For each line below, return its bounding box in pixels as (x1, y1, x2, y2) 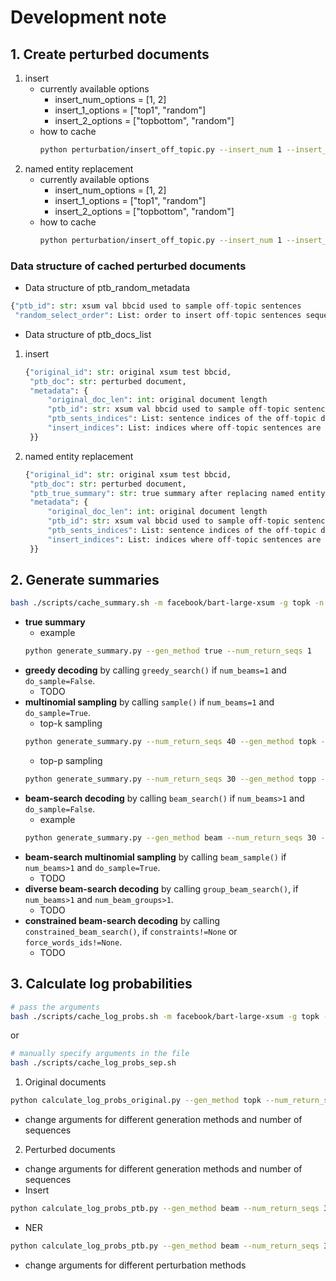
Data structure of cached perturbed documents (10, 259, 247, 273)
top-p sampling (39, 755, 103, 767)
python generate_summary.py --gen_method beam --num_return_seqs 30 (24, 832, 317, 843)
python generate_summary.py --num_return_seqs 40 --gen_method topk (24, 737, 317, 747)
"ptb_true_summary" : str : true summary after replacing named (29, 488, 295, 498)
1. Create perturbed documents (10, 46, 210, 63)
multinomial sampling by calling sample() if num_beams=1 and (24, 696, 275, 708)
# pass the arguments (10, 1002, 101, 1012)
